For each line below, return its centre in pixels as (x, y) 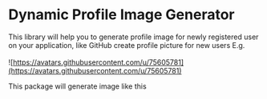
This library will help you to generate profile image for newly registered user (133, 37)
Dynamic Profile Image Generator (121, 15)
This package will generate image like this (77, 86)
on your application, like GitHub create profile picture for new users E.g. (127, 45)
